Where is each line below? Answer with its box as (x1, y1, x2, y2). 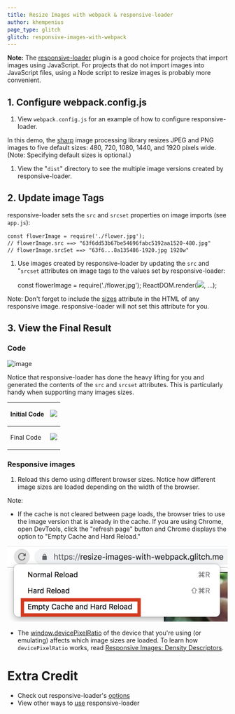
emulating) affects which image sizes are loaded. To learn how (17, 635, 198, 645)
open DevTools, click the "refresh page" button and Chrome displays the (17, 525, 227, 533)
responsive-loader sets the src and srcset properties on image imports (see (7, 210, 227, 219)
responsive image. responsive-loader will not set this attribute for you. (7, 302, 210, 310)
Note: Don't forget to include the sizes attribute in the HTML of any (7, 295, 200, 303)
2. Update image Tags (7, 192, 105, 204)
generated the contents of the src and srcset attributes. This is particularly (7, 380, 223, 389)
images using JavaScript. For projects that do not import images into (7, 61, 205, 69)
